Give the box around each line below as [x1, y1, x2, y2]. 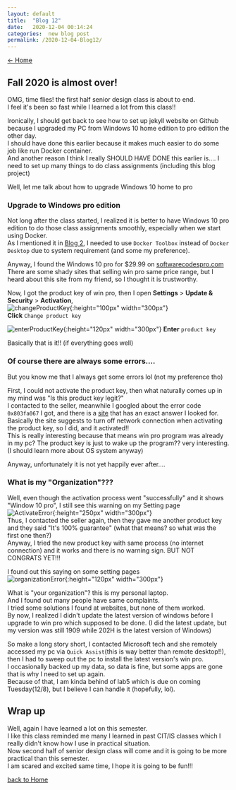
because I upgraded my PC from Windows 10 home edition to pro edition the [7, 124, 230, 132]
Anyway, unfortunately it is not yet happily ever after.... [7, 460, 166, 468]
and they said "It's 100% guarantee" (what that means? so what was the [7, 524, 217, 532]
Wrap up [7, 705, 46, 717]
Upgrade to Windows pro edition [7, 200, 121, 210]
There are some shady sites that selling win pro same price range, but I [7, 268, 213, 276]
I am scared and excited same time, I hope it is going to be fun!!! [7, 761, 194, 770]
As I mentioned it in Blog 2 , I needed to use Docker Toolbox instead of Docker [7, 239, 230, 247]
